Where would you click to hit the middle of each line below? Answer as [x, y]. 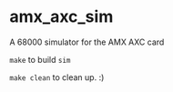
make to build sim [40, 59]
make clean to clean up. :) [57, 77]
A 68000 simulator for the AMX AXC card [87, 42]
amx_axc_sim [61, 17]
